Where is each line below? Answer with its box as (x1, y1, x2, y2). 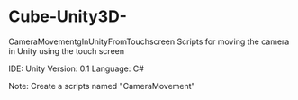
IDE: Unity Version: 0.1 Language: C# (8, 63, 145, 74)
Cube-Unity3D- (8, 6, 128, 27)
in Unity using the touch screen (8, 45, 125, 56)
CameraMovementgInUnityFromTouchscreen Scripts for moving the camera (8, 36, 290, 47)
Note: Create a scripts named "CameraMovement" (8, 80, 195, 91)
